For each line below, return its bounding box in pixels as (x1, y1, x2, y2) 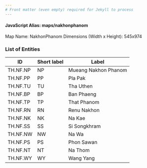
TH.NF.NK (7, 115, 31, 122)
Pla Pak (68, 75, 86, 82)
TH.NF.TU (7, 83, 31, 90)
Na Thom (68, 147, 90, 154)
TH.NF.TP (7, 99, 31, 106)
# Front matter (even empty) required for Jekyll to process (5, 7, 134, 12)
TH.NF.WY (7, 155, 32, 162)
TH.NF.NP (7, 67, 31, 74)
